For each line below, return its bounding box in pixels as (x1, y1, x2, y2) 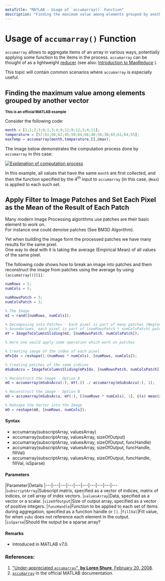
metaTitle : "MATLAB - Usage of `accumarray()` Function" (5, 7, 124, 12)
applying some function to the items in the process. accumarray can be (5, 55, 147, 61)
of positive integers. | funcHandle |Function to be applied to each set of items (5, 503, 158, 510)
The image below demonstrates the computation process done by (5, 146, 138, 152)
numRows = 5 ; (5, 282, 32, 287)
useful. (5, 74, 19, 80)
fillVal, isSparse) (12, 460, 45, 466)
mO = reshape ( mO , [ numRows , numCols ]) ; (5, 407, 87, 412)
